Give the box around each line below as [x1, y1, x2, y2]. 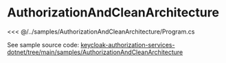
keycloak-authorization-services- [80, 40, 175, 49]
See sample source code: [7, 40, 80, 49]
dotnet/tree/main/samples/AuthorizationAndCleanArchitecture [7, 48, 183, 56]
